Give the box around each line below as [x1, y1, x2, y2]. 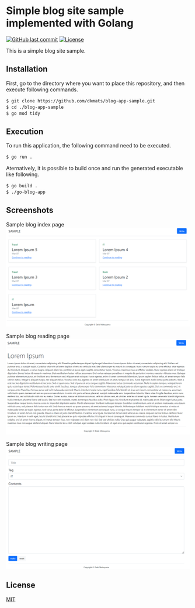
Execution [6, 126, 44, 136]
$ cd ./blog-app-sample [6, 104, 64, 110]
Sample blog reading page [6, 332, 70, 340]
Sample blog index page [6, 221, 65, 228]
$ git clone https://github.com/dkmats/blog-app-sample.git [6, 98, 156, 104]
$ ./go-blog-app [6, 189, 46, 195]
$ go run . [6, 154, 33, 160]
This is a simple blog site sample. [6, 47, 86, 54]
